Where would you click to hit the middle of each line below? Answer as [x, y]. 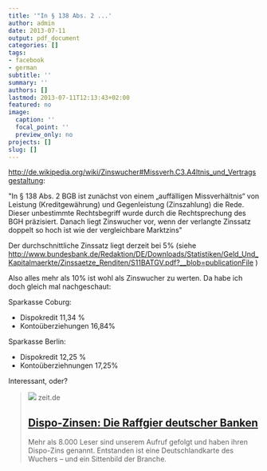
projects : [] [30, 142]
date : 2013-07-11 [37, 30]
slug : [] [23, 150]
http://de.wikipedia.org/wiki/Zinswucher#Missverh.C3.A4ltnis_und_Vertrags [132, 172]
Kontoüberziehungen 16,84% [67, 326]
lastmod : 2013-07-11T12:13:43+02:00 [69, 98]
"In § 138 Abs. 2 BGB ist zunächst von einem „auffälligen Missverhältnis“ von [134, 196]
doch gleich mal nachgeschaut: [60, 287]
